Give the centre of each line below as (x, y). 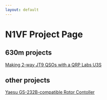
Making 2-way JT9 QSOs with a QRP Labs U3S (53, 65)
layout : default (22, 10)
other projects (28, 80)
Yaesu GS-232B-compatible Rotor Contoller (50, 92)
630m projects (29, 53)
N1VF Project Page (44, 34)
